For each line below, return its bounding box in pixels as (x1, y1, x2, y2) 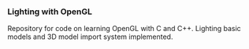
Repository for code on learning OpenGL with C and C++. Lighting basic (7, 24, 241, 33)
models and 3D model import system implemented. (7, 32, 173, 41)
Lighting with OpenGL (7, 6, 92, 17)
